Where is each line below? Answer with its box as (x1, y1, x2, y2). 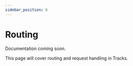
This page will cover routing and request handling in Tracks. (5, 55, 128, 61)
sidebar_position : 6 (5, 7, 48, 12)
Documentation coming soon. (5, 45, 66, 51)
